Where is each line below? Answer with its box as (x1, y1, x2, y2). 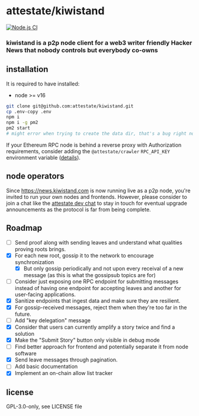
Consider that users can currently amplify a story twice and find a (14, 323, 175, 331)
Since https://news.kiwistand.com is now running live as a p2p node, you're (6, 187, 191, 194)
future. (14, 310, 31, 317)
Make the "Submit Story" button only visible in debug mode (14, 336, 160, 344)
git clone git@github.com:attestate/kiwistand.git (6, 103, 134, 109)
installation (6, 64, 49, 75)
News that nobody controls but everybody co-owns (6, 46, 158, 54)
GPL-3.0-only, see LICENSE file (6, 403, 83, 410)
